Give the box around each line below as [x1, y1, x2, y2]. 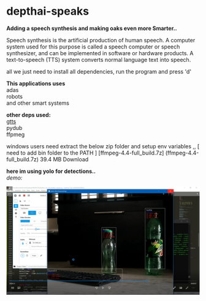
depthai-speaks [6, 4, 90, 18]
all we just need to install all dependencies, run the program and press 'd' [6, 67, 192, 75]
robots [6, 93, 23, 100]
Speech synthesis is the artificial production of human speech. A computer [6, 36, 196, 44]
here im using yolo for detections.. [6, 167, 96, 175]
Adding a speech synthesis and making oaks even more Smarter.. [6, 25, 177, 32]
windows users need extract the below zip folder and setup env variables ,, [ [6, 142, 200, 150]
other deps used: [6, 111, 51, 118]
